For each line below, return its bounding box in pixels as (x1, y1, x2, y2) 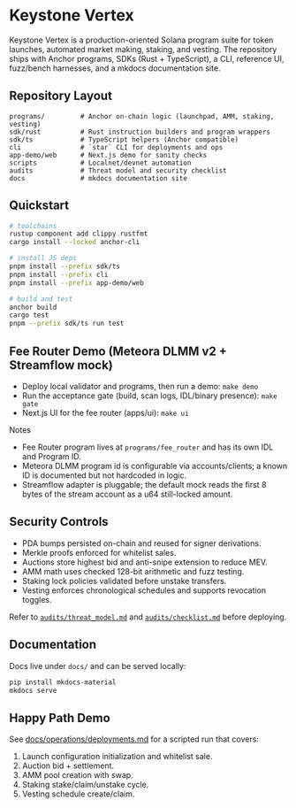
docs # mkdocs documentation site (9, 173, 188, 182)
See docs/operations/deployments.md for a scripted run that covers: (9, 734, 259, 744)
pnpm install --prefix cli (9, 270, 109, 279)
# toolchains (9, 221, 57, 230)
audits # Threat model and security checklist (9, 165, 227, 175)
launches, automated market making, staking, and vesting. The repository (9, 43, 277, 54)
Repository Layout (9, 88, 113, 104)
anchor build (9, 303, 57, 312)
